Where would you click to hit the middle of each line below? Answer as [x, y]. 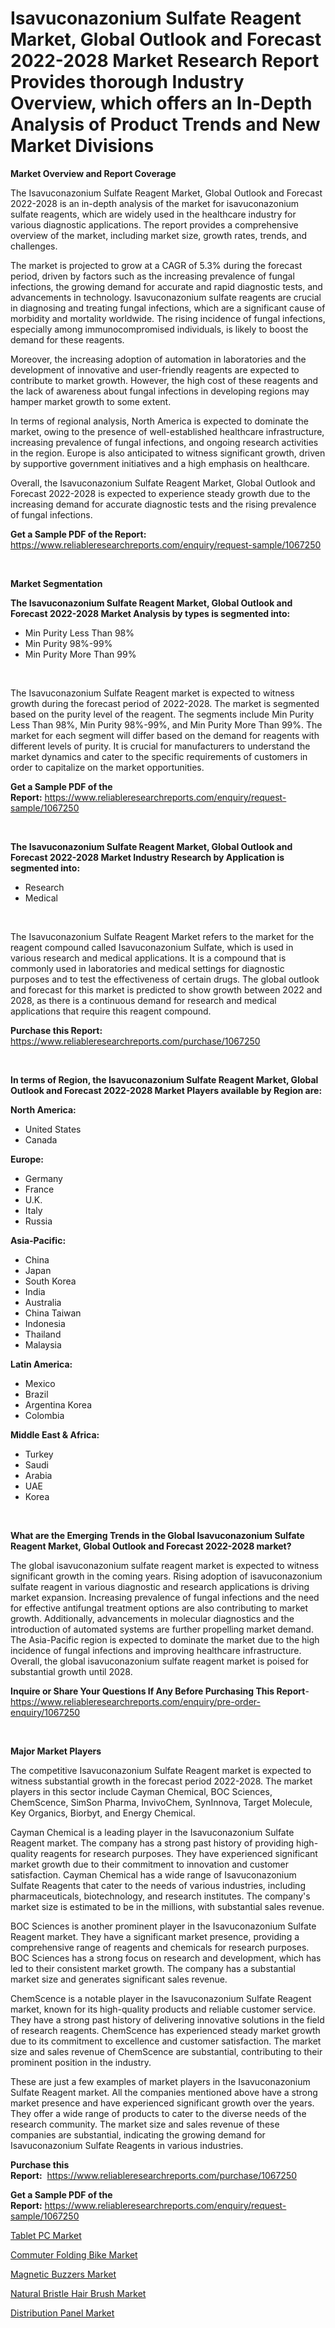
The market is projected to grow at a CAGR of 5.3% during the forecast [156, 265]
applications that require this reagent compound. [111, 1011]
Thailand [43, 1334]
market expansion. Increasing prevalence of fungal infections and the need [165, 1597]
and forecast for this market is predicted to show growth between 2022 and [166, 989]
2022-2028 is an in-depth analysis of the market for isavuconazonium [155, 203]
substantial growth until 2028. [71, 1671]
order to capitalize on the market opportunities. [107, 767]
